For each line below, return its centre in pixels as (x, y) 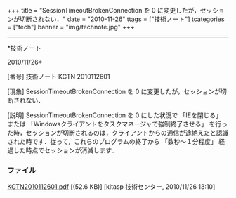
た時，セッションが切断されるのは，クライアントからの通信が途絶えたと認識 (118, 133)
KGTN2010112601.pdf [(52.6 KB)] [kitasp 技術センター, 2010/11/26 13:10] (111, 187)
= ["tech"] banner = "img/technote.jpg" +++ (71, 27)
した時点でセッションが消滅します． (65, 150)
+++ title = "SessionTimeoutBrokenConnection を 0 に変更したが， (104, 10)
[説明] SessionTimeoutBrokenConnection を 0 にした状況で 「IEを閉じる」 (115, 115)
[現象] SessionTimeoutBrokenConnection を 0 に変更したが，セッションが (114, 91)
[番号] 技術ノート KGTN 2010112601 (59, 77)
